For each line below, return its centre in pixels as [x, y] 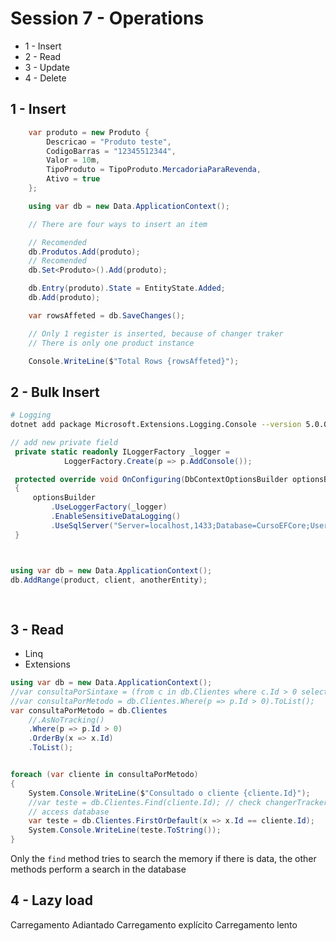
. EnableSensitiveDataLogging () [116, 517]
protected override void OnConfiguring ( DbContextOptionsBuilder [151, 479]
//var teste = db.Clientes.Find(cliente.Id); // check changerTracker [178, 802]
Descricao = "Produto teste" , [109, 142]
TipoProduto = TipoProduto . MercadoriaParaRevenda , [154, 170]
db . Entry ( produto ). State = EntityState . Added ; [127, 288]
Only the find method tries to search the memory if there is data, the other [163, 858]
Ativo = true [73, 179]
